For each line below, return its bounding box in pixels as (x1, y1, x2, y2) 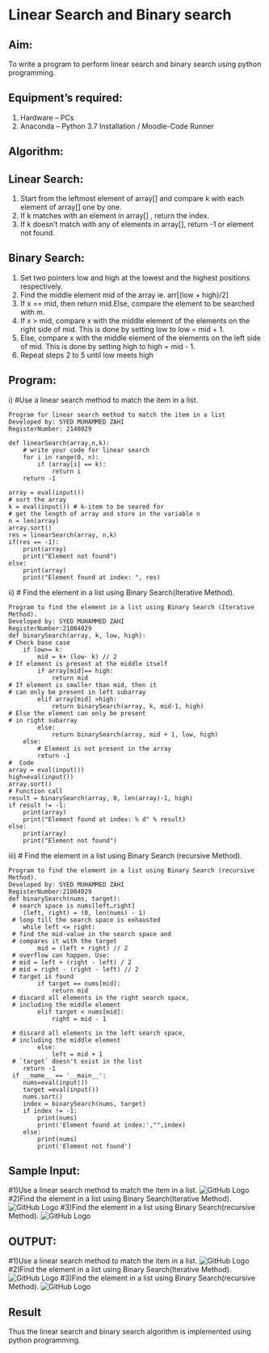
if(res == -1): (8, 537, 60, 546)
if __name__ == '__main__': (11, 1071, 107, 1080)
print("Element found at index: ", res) (23, 573, 161, 581)
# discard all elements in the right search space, (11, 993, 190, 1001)
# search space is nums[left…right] (11, 901, 136, 910)
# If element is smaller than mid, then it (8, 681, 158, 689)
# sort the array (8, 495, 67, 504)
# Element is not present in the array (37, 744, 172, 752)
